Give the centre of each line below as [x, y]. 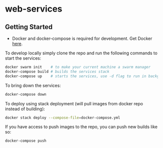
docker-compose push [26, 141]
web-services [34, 9]
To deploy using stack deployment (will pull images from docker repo [74, 103]
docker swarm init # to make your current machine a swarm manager [78, 67]
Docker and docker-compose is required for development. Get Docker [82, 38]
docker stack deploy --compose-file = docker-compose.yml [63, 117]
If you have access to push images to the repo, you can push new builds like [81, 127]
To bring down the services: [33, 85]
